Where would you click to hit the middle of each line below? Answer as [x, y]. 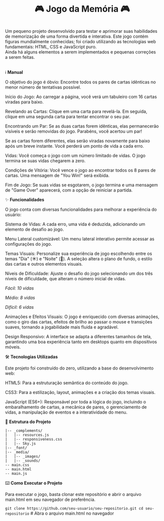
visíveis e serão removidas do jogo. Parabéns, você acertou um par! [74, 131]
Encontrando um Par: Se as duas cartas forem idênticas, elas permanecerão [82, 126]
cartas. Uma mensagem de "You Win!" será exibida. [57, 175]
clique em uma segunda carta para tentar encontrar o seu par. [68, 116]
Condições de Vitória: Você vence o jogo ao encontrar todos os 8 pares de [81, 170]
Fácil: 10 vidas [20, 288]
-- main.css [17, 465]
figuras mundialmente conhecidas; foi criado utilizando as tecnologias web [81, 41]
